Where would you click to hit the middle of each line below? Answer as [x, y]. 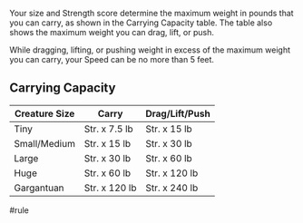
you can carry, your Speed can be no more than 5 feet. [112, 59]
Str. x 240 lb [171, 188]
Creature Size [44, 113]
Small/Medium [44, 143]
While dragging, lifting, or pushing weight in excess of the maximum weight [150, 50]
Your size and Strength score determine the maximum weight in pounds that [151, 13]
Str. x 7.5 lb [108, 129]
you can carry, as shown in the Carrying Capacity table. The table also [141, 23]
